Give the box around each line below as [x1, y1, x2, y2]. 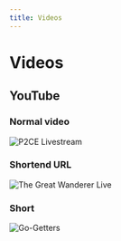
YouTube [9, 88, 60, 104]
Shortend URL [9, 159, 72, 171]
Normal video [9, 115, 70, 128]
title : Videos [9, 13, 63, 23]
